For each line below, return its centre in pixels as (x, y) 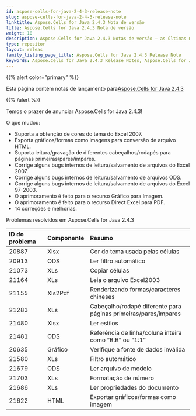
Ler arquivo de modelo (121, 368)
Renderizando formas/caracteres (135, 289)
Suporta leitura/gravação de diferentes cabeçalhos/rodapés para (92, 152)
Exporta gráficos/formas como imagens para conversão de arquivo (95, 140)
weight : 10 (19, 33)
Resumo (102, 238)
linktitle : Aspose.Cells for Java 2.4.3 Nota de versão (75, 22)
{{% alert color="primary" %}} (43, 77)
